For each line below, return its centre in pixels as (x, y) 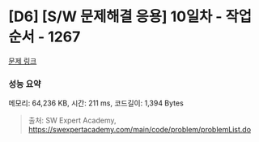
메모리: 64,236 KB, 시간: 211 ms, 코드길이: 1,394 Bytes (96, 103)
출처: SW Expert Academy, (72, 120)
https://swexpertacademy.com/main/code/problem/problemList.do (140, 130)
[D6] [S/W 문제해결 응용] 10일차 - (115, 17)
